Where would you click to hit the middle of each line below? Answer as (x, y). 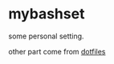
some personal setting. (46, 36)
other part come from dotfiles (57, 51)
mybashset (47, 14)
